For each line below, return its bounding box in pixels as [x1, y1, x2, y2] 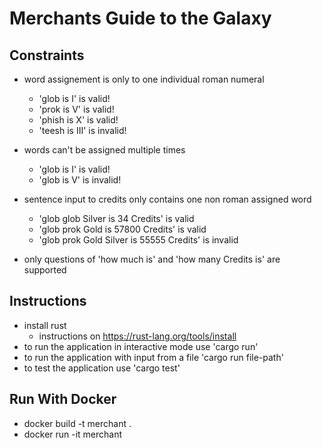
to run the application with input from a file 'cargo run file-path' [23, 351, 284, 363]
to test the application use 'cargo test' [23, 362, 181, 374]
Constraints [9, 47, 85, 64]
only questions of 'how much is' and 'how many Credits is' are [23, 253, 281, 265]
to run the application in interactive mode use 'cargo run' [23, 340, 259, 352]
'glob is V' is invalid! [38, 174, 122, 186]
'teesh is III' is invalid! [38, 125, 127, 136]
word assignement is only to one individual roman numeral [23, 73, 265, 85]
